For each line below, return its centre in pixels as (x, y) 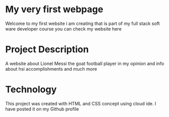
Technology (31, 90)
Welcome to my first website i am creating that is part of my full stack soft (83, 23)
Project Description (47, 50)
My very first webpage (54, 9)
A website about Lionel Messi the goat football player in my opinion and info (85, 63)
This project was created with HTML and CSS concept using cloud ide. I (81, 103)
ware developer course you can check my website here (64, 28)
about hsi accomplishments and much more (51, 69)
